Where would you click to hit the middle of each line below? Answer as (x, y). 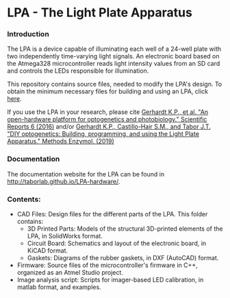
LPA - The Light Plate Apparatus (100, 13)
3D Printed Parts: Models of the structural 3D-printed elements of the (125, 229)
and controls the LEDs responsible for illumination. (78, 71)
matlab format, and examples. (59, 287)
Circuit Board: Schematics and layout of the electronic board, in (117, 243)
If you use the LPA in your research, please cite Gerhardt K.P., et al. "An (108, 112)
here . (14, 99)
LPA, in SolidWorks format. (65, 236)
